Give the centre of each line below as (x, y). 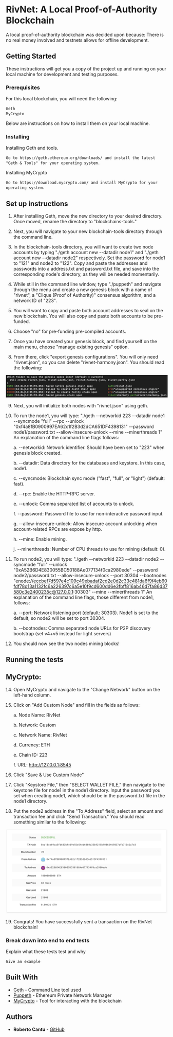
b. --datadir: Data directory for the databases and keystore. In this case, (89, 463)
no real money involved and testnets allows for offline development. (78, 40)
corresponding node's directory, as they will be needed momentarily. (86, 274)
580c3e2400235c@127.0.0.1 (43, 592)
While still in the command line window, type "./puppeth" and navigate (87, 284)
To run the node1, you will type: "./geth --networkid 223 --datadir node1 (89, 416)
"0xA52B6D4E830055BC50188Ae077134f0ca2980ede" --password (85, 570)
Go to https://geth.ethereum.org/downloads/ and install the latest (81, 158)
